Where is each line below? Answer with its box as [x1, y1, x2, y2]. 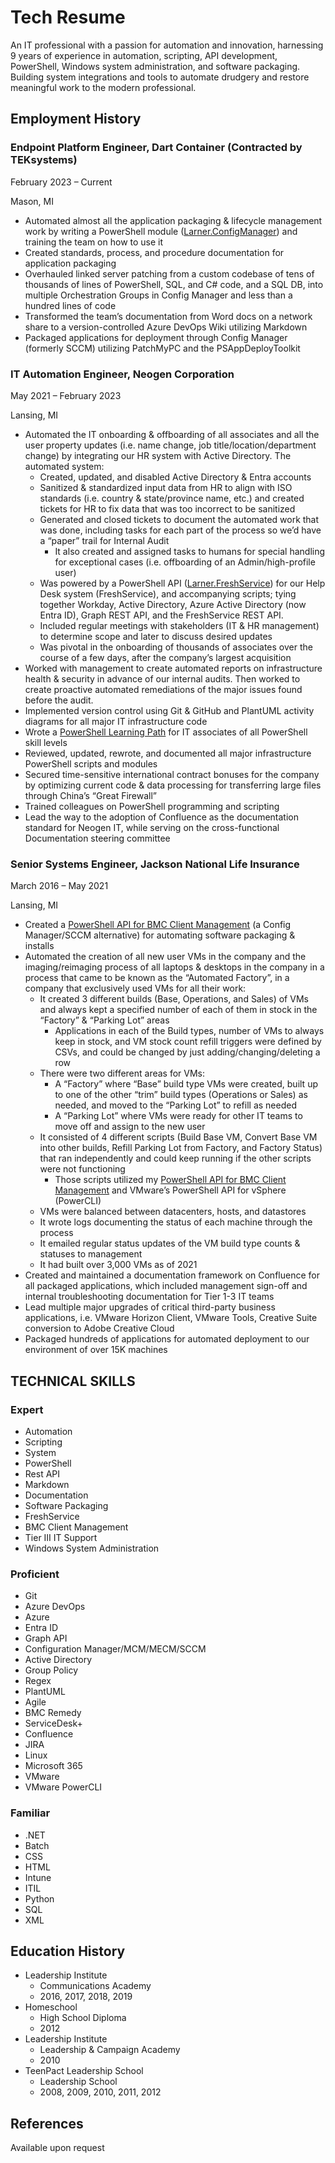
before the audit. [24, 694, 94, 706]
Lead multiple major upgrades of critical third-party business [24, 1301, 276, 1313]
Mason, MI [10, 195, 54, 207]
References [10, 2115, 84, 2132]
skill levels [24, 736, 68, 748]
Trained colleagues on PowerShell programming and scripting [24, 800, 280, 812]
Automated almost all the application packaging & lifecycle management [24, 214, 323, 226]
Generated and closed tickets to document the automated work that [39, 513, 320, 525]
